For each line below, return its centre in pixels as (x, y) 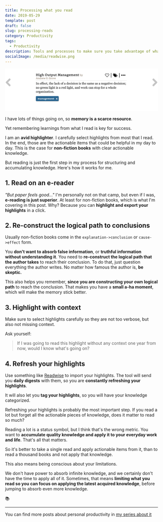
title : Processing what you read (39, 10)
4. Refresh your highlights (45, 364)
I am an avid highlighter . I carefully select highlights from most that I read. (79, 137)
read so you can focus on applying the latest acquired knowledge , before (80, 484)
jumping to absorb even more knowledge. (47, 489)
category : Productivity (29, 36)
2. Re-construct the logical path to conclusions (78, 225)
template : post (20, 20)
